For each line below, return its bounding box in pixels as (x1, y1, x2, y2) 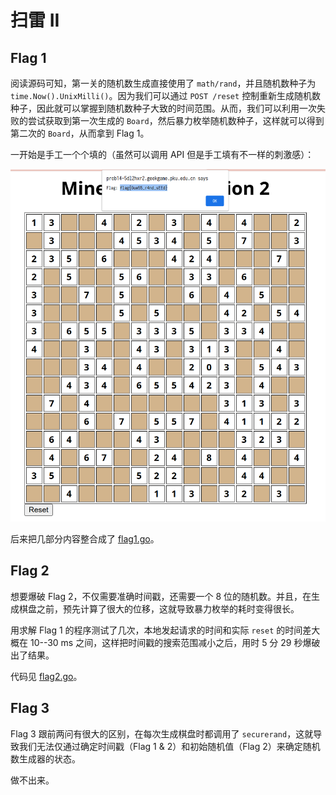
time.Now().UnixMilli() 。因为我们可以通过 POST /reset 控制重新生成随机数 (10, 90, 322, 101)
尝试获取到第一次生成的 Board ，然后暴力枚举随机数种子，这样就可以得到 (27, 115, 325, 126)
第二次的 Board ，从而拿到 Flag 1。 (10, 127, 150, 139)
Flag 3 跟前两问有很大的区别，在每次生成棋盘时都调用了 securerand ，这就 (10, 727, 314, 740)
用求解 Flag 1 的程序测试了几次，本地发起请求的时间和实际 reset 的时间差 (10, 624, 312, 636)
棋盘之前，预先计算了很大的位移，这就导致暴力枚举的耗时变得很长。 (18, 602, 300, 615)
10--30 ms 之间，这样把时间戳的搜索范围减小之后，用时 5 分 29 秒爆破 (29, 636, 321, 648)
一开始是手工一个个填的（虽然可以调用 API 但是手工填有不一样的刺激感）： (10, 149, 315, 160)
